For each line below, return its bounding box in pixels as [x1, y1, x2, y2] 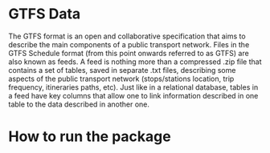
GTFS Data [8, 5, 81, 23]
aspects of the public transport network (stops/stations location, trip [8, 74, 235, 83]
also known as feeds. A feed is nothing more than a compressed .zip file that [8, 57, 263, 66]
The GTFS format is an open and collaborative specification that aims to [8, 31, 247, 41]
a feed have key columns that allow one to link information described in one [8, 91, 259, 100]
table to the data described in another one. [8, 99, 150, 109]
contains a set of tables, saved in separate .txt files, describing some [8, 65, 236, 74]
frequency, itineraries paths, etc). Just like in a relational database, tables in [8, 82, 259, 92]
